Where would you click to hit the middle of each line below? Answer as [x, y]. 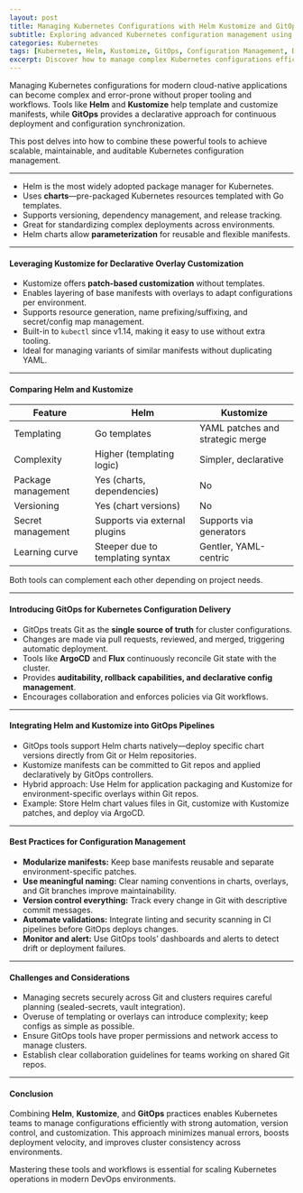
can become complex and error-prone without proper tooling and [131, 95]
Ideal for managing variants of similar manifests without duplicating [147, 351]
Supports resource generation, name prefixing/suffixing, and [135, 312]
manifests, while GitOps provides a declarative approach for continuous [143, 114]
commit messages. [57, 910]
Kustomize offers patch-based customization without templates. [143, 283]
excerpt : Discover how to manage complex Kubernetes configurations [141, 60]
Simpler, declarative [242, 459]
